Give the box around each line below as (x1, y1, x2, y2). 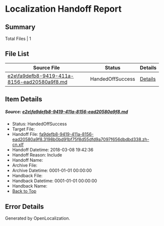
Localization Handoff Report (5, 3, 122, 15)
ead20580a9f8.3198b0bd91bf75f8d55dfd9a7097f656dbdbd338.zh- (12, 136, 150, 142)
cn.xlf (12, 142, 24, 148)
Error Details (5, 202, 44, 210)
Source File (33, 64, 60, 71)
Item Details (5, 95, 42, 103)
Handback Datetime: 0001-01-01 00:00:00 (12, 178, 98, 184)
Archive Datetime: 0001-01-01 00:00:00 (12, 168, 92, 173)
